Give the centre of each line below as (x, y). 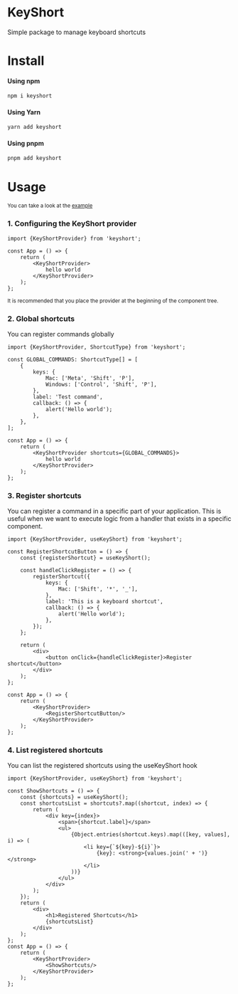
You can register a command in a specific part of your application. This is (114, 511)
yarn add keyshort (34, 127)
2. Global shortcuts (41, 319)
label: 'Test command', (68, 397)
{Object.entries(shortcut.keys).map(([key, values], (151, 835)
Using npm (24, 81)
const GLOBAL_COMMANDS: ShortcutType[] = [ (73, 359)
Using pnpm (26, 143)
